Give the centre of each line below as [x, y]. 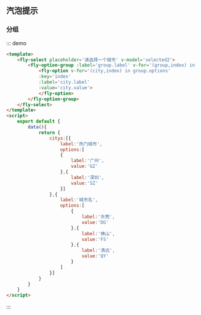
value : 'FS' [95, 239]
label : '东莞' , [98, 217]
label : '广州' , [88, 161]
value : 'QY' [95, 256]
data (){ [37, 127]
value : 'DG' [95, 222]
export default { [39, 122]
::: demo [17, 43]
